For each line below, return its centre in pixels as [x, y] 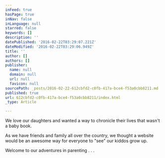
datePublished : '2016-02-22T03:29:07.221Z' [51, 42]
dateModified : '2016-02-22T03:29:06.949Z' [50, 47]
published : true [22, 93]
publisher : [16, 65]
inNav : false [19, 19]
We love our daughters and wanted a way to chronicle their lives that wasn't [82, 121]
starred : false [21, 28]
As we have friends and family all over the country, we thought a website [79, 136]
